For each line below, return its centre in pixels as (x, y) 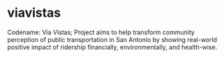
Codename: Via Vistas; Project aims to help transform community (101, 32)
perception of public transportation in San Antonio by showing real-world (112, 39)
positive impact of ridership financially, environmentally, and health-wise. (112, 47)
